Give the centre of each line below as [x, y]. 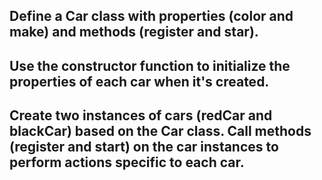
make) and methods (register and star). [134, 32]
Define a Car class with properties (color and [151, 16]
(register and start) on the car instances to [144, 147]
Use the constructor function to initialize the [150, 65]
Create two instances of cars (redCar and [141, 115]
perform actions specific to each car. [127, 162]
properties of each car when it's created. [139, 81]
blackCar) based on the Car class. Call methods [160, 131]
